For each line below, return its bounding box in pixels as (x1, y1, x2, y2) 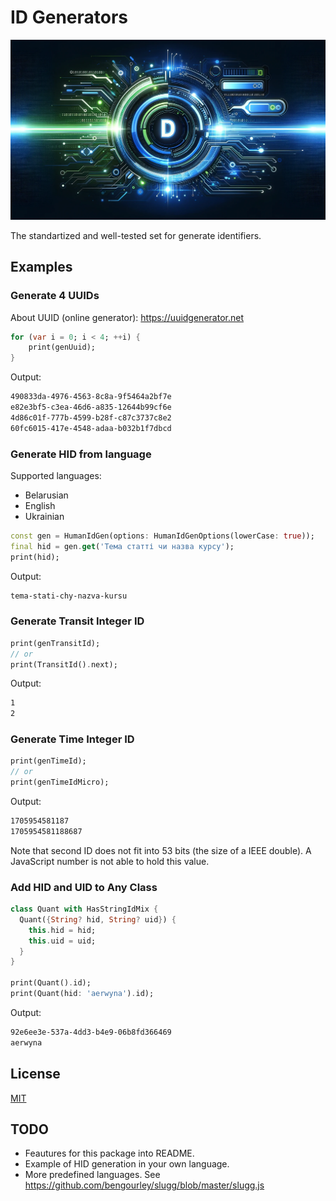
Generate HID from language (10, 447, 152, 461)
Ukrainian (24, 510, 65, 522)
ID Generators (10, 6, 129, 29)
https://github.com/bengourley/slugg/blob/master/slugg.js (24, 1179, 265, 1191)
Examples (10, 259, 73, 276)
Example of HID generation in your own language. (24, 1158, 230, 1170)
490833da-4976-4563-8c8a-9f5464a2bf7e (10, 392, 172, 402)
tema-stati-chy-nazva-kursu (10, 591, 128, 601)
